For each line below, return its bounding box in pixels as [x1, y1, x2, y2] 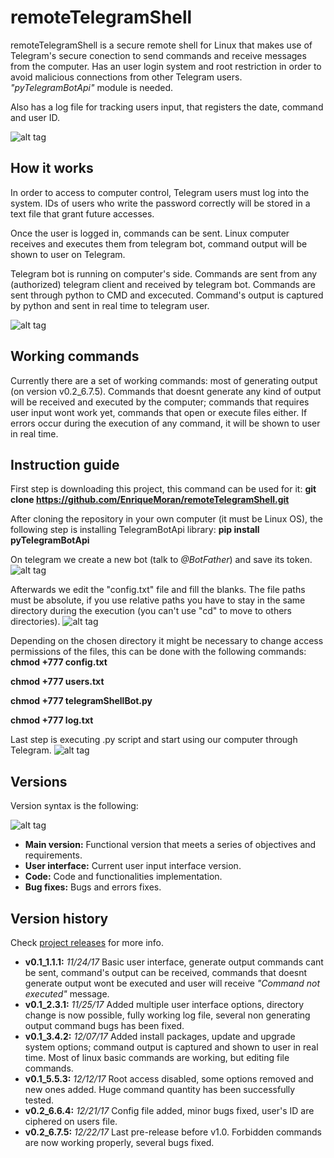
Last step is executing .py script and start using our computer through [10, 734, 298, 746]
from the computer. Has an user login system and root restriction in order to [10, 60, 322, 72]
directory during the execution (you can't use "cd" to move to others [10, 605, 292, 617]
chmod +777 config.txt [10, 656, 108, 668]
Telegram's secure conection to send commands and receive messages [10, 49, 307, 61]
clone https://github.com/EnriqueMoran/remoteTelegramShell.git [10, 494, 290, 506]
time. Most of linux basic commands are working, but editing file [24, 1052, 290, 1063]
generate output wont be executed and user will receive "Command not [24, 977, 321, 989]
